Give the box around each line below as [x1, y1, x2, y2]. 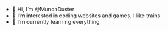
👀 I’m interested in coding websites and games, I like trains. [12, 12, 162, 19]
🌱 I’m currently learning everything [12, 18, 100, 25]
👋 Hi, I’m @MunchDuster [12, 6, 75, 13]
